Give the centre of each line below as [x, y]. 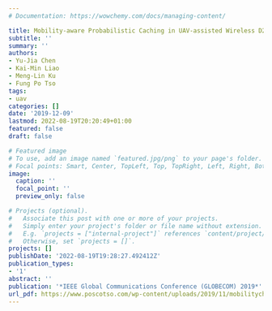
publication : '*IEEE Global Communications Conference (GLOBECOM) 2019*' [136, 286]
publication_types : [41, 264]
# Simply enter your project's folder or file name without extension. [136, 226]
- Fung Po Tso [32, 83]
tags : [17, 91]
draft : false [30, 136]
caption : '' [36, 181]
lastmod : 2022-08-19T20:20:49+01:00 [70, 121]
